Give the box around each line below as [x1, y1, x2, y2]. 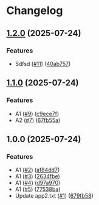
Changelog [6, 4, 63, 18]
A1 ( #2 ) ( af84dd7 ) [15, 166, 60, 174]
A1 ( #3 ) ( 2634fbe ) [15, 173, 61, 180]
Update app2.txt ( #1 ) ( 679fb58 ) [15, 192, 94, 200]
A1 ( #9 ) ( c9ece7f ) [15, 110, 60, 117]
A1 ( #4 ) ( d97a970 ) [15, 179, 61, 187]
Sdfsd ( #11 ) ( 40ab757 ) [15, 60, 71, 67]
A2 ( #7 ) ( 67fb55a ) [15, 117, 61, 124]
